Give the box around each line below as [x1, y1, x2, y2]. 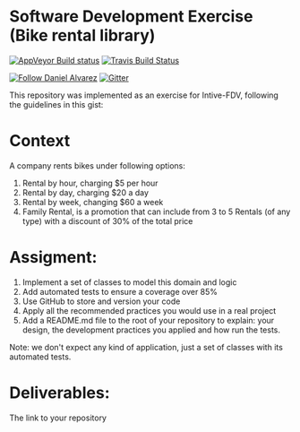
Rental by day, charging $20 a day [21, 186, 150, 198]
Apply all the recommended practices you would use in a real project [21, 305, 277, 315]
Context [9, 131, 71, 151]
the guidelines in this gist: [9, 99, 104, 109]
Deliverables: [9, 383, 110, 402]
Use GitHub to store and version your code [21, 296, 181, 307]
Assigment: [9, 247, 98, 268]
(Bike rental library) [9, 25, 156, 46]
